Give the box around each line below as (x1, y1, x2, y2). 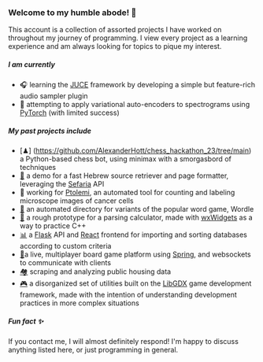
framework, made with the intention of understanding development (19, 290, 238, 300)
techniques (19, 163, 57, 172)
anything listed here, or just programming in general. (8, 345, 179, 355)
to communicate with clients (19, 258, 112, 268)
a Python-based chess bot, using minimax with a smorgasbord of (19, 154, 232, 164)
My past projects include (8, 126, 92, 135)
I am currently (8, 59, 55, 69)
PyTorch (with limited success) (19, 108, 120, 117)
